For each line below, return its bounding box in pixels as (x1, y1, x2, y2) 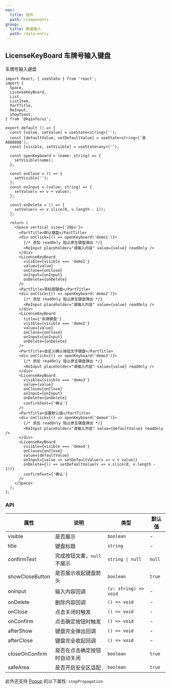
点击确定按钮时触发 (55, 618, 101, 625)
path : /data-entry (10, 31, 49, 36)
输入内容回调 (55, 588, 86, 595)
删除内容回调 (55, 599, 86, 606)
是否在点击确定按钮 (55, 647, 101, 654)
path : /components (10, 17, 49, 22)
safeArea (8, 664, 30, 671)
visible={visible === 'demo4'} (23, 444, 90, 449)
